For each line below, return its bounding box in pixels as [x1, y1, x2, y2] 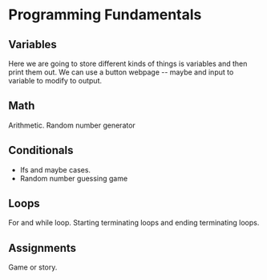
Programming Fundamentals [8, 6, 202, 24]
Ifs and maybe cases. [19, 164, 91, 174]
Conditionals [8, 144, 74, 157]
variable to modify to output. [8, 76, 103, 85]
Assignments [8, 241, 77, 254]
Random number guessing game [19, 173, 128, 183]
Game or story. [8, 262, 58, 272]
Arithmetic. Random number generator [8, 120, 136, 130]
